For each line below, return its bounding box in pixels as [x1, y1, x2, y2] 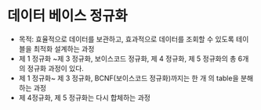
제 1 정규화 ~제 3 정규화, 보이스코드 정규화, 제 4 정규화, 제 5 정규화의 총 [18, 54, 237, 63]
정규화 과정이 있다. [27, 63, 84, 73]
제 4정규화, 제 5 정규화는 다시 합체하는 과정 [18, 93, 150, 102]
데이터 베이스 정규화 [7, 7, 129, 25]
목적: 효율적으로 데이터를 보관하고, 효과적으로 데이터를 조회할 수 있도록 [18, 34, 234, 44]
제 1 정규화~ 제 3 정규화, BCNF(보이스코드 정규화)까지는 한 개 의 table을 [18, 73, 240, 83]
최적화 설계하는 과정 [33, 44, 95, 53]
